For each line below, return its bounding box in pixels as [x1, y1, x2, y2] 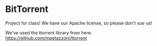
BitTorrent [5, 3, 49, 15]
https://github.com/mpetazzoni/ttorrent [5, 35, 87, 41]
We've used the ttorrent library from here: [5, 29, 92, 35]
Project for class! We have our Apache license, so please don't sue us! [5, 20, 152, 26]
